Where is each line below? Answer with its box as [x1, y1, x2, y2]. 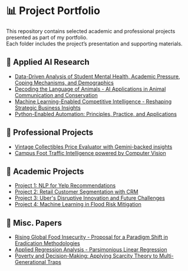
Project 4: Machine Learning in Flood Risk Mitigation [14, 201, 141, 208]
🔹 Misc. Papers [6, 218, 62, 228]
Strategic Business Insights [14, 104, 81, 111]
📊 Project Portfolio [6, 4, 100, 18]
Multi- [159, 252, 174, 259]
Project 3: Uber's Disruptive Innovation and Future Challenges [14, 194, 165, 201]
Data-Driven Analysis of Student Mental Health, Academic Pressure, [14, 72, 181, 80]
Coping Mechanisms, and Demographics [14, 79, 114, 86]
